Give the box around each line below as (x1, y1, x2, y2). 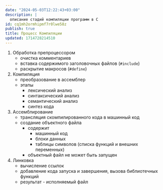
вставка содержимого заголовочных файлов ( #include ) (20, 60, 140, 66)
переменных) (35, 146, 65, 153)
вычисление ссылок (20, 163, 64, 169)
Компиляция (12, 71, 40, 77)
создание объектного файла (20, 120, 82, 126)
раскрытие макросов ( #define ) (20, 65, 87, 71)
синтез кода (27, 103, 54, 109)
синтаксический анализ (27, 92, 79, 99)
